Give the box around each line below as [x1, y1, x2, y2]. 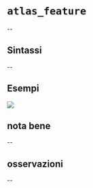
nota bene [7, 120, 51, 131]
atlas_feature [7, 5, 87, 18]
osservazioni [7, 158, 63, 170]
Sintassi [7, 44, 42, 56]
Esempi [7, 83, 39, 94]
